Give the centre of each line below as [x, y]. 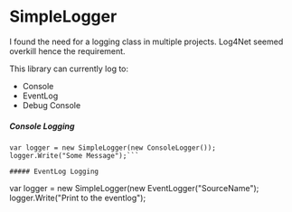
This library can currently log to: [69, 69]
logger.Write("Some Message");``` [75, 155]
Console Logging [42, 126]
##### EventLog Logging [54, 171]
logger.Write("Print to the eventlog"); [78, 198]
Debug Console [52, 105]
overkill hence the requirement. [67, 51]
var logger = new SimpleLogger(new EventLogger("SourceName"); [134, 188]
